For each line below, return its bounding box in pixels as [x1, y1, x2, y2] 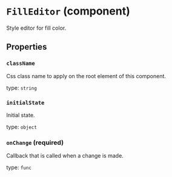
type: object [6, 123, 38, 130]
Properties [6, 42, 47, 52]
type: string [6, 84, 38, 92]
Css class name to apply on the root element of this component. [6, 72, 167, 79]
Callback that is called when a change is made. [6, 152, 124, 159]
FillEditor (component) [6, 4, 130, 18]
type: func [6, 164, 32, 171]
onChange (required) [6, 138, 64, 147]
